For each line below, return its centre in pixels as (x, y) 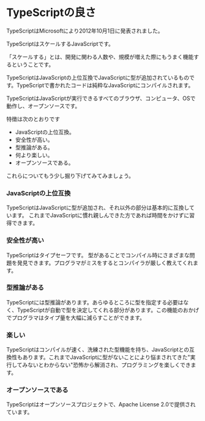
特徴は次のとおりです (33, 119)
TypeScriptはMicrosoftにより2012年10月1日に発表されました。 (85, 31)
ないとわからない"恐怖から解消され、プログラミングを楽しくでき (109, 365)
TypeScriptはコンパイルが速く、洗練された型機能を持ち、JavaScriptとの (98, 350)
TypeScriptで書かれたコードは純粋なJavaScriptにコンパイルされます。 (105, 85)
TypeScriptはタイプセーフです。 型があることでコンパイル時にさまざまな (98, 255)
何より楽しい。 (34, 155)
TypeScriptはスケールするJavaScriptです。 (60, 44)
